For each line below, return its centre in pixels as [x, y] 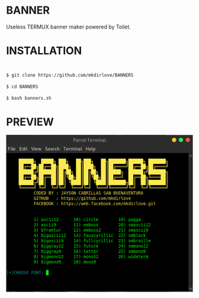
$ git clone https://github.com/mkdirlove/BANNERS [70, 75]
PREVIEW [30, 122]
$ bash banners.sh [29, 99]
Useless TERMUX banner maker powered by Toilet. [69, 27]
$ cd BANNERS [22, 87]
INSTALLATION [44, 51]
